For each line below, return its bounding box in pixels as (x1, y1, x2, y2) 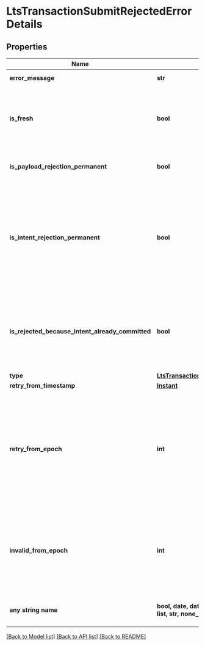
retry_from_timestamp (9, 382, 75, 390)
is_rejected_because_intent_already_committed (9, 327, 151, 335)
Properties (6, 42, 48, 52)
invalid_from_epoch (9, 546, 68, 554)
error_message (9, 74, 55, 82)
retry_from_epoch (9, 445, 62, 453)
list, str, (156, 609, 179, 618)
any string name (9, 606, 58, 614)
